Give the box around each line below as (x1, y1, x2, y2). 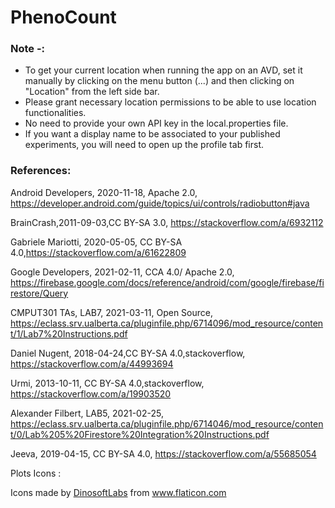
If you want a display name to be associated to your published (24, 128, 281, 140)
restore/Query (10, 287, 69, 299)
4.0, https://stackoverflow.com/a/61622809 (10, 246, 187, 258)
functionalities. (24, 107, 87, 119)
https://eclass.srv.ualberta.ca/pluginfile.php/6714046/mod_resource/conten (10, 417, 324, 430)
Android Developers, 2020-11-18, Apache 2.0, (10, 186, 198, 198)
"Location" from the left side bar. (24, 86, 160, 98)
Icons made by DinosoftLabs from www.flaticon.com (10, 486, 227, 498)
